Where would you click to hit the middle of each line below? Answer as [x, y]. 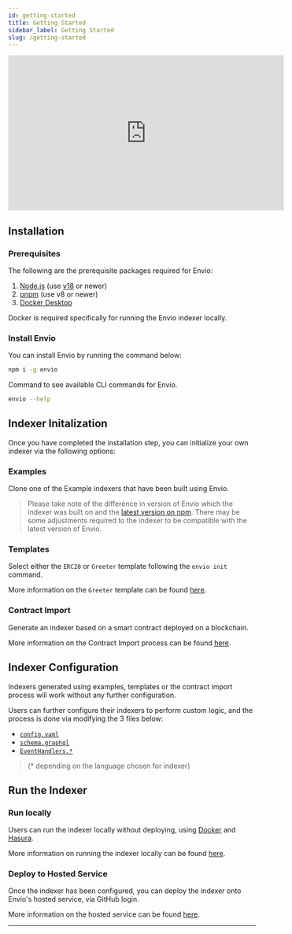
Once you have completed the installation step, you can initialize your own [129, 442]
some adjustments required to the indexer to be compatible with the [137, 521]
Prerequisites [34, 253]
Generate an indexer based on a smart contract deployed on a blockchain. [129, 627]
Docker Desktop [46, 302]
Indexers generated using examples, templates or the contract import [120, 686]
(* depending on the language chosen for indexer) [109, 766]
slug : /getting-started [47, 37]
